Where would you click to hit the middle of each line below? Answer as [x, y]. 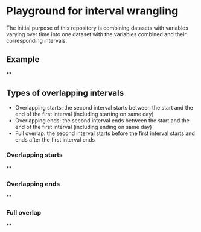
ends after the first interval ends [55, 139]
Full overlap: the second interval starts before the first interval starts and [105, 133]
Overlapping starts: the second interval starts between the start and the [104, 107]
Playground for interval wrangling [92, 11]
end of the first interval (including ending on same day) [83, 127]
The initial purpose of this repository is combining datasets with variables [97, 28]
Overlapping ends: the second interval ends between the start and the [102, 120]
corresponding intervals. [37, 40]
